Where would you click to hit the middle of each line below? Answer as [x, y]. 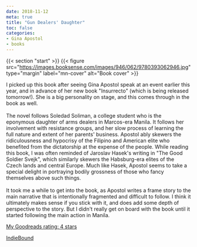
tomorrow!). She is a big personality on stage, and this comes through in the [98, 97]
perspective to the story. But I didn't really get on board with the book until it [98, 209]
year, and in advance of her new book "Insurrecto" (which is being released [97, 91]
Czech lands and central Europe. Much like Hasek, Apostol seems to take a [97, 165]
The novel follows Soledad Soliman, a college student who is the [84, 115]
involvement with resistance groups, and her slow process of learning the [95, 128]
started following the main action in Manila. [58, 215]
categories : [21, 33]
